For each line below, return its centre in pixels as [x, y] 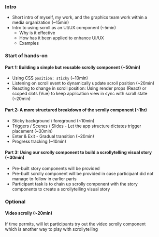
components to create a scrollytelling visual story [61, 189]
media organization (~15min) [40, 22]
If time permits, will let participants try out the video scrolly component [75, 224]
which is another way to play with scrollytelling [51, 229]
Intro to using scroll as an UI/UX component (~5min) [64, 28]
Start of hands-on [26, 56]
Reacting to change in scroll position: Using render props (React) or [79, 88]
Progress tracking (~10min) [39, 141]
